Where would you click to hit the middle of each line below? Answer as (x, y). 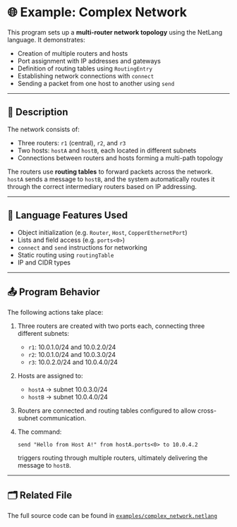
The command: (39, 432)
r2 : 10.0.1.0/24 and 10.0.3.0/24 (72, 355)
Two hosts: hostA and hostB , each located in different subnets (107, 150)
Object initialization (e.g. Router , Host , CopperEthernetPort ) (103, 232)
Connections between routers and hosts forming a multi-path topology (120, 158)
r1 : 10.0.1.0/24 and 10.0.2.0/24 (72, 347)
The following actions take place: (55, 313)
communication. (63, 418)
